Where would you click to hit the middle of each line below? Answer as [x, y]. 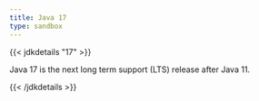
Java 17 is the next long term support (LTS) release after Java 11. [130, 69]
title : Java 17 [38, 18]
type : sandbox [36, 26]
